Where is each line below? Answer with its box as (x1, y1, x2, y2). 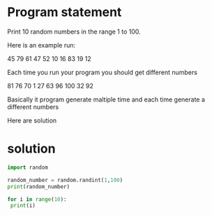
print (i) (10, 202, 36, 209)
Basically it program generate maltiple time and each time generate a (7, 95, 206, 104)
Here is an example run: (7, 41, 76, 49)
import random (7, 164, 49, 171)
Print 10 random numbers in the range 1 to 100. (7, 27, 141, 36)
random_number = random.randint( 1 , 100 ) (7, 176, 123, 183)
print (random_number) (7, 183, 70, 190)
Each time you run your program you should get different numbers (7, 68, 197, 76)
